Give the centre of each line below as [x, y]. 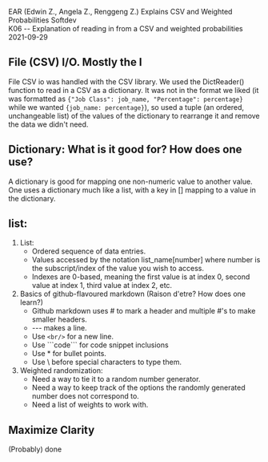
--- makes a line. [59, 328]
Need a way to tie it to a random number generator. [116, 379]
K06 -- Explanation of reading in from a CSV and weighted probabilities [126, 28]
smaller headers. [60, 319]
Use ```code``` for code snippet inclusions [100, 345]
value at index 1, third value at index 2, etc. [102, 286]
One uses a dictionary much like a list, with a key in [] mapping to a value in [132, 190]
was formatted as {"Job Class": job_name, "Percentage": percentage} [126, 99]
